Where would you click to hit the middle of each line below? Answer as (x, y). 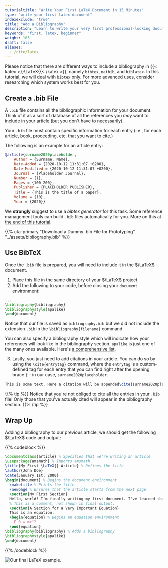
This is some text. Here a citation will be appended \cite (68, 384)
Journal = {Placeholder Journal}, (50, 173)
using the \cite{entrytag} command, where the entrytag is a (75, 364)
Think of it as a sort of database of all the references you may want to (77, 116)
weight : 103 (17, 38)
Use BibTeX (23, 253)
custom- (148, 364)
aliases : (14, 47)
